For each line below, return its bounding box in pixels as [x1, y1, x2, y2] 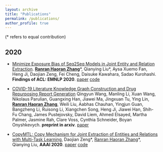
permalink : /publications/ [5, 16, 60, 21]
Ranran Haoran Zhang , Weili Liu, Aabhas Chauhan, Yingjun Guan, [12, 101, 144, 107]
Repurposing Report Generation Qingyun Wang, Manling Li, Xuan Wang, [12, 91, 156, 97]
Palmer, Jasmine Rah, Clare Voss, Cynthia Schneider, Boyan [12, 117, 132, 123]
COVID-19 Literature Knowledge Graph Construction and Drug [12, 86, 136, 92]
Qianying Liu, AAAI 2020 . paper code [12, 142, 88, 148]
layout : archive [5, 7, 38, 12]
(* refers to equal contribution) [5, 34, 66, 40]
